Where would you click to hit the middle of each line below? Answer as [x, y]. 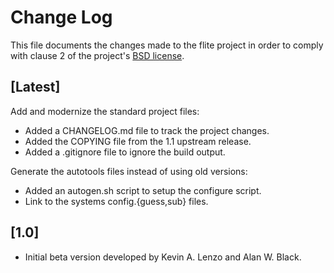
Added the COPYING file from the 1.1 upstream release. [138, 141]
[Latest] [35, 87]
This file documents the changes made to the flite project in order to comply [167, 45]
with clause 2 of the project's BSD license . [97, 55]
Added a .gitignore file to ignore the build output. [125, 152]
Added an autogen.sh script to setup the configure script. [143, 190]
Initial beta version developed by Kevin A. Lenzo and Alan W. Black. [163, 257]
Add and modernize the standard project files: [105, 111]
